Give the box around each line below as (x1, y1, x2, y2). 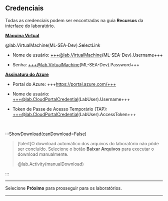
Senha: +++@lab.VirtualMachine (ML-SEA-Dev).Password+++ (12, 61, 140, 67)
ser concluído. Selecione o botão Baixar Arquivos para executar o (17, 146, 154, 152)
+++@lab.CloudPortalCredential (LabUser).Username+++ (12, 96, 130, 102)
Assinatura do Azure (5, 71, 49, 77)
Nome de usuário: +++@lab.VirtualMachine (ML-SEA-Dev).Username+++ (12, 52, 163, 58)
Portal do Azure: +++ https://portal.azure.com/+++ (12, 81, 116, 87)
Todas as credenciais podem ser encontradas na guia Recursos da (5, 17, 143, 23)
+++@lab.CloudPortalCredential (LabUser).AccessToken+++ (12, 111, 136, 117)
